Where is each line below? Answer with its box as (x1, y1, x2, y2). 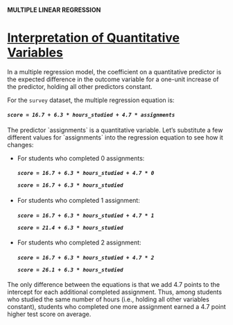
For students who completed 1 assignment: (17, 196, 140, 204)
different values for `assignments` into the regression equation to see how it (7, 133, 223, 142)
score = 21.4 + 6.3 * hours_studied (17, 224, 123, 231)
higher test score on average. (7, 310, 92, 319)
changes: (7, 140, 34, 149)
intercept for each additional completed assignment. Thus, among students (7, 288, 222, 297)
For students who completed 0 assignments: (17, 153, 145, 162)
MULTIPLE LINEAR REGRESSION (7, 6, 101, 14)
